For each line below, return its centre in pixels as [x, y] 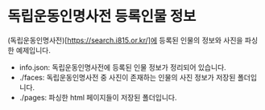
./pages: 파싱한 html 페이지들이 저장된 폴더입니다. [98, 97]
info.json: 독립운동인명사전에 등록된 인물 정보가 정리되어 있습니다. [122, 67]
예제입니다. [33, 50]
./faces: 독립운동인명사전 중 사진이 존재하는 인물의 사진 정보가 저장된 [127, 77]
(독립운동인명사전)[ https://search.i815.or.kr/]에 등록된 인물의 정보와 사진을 [125, 40]
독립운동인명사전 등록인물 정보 [102, 16]
